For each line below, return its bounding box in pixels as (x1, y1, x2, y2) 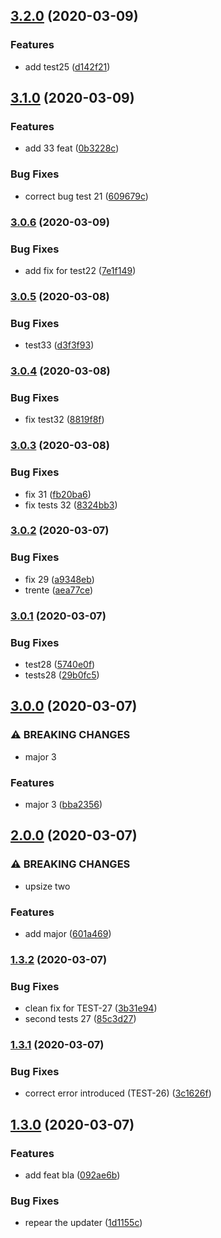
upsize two (24, 880, 71, 892)
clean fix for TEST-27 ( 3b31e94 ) (24, 1002, 158, 1014)
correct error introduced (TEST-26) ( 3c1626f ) (24, 1087, 212, 1099)
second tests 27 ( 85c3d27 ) (24, 1013, 137, 1025)
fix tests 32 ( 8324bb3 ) (24, 499, 118, 511)
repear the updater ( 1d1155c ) (24, 1217, 143, 1229)
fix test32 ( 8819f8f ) (24, 414, 105, 426)
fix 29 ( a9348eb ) (24, 573, 95, 585)
